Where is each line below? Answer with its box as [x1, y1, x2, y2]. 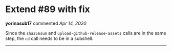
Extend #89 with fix [5, 4, 91, 15]
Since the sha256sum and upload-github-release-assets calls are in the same [5, 30, 166, 36]
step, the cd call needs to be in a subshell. [5, 35, 94, 41]
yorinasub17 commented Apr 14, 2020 [5, 20, 87, 26]
